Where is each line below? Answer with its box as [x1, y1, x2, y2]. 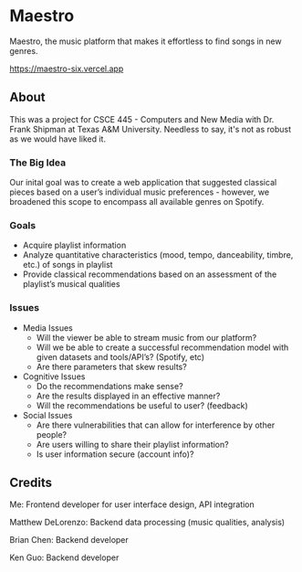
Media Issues [22, 322, 73, 334]
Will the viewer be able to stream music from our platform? [36, 332, 257, 343]
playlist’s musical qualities [22, 279, 120, 290]
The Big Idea [9, 156, 67, 169]
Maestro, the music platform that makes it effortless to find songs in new [9, 36, 282, 47]
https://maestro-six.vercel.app [9, 63, 124, 74]
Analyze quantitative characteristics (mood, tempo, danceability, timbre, [22, 249, 294, 260]
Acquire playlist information [22, 239, 127, 251]
